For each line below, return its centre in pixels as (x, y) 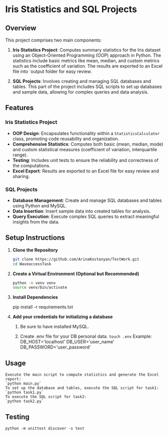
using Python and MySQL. (40, 205)
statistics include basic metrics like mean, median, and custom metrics (86, 61)
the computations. (31, 165)
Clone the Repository (35, 250)
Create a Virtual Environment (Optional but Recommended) (76, 274)
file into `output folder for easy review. (52, 71)
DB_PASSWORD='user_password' (55, 347)
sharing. (21, 176)
